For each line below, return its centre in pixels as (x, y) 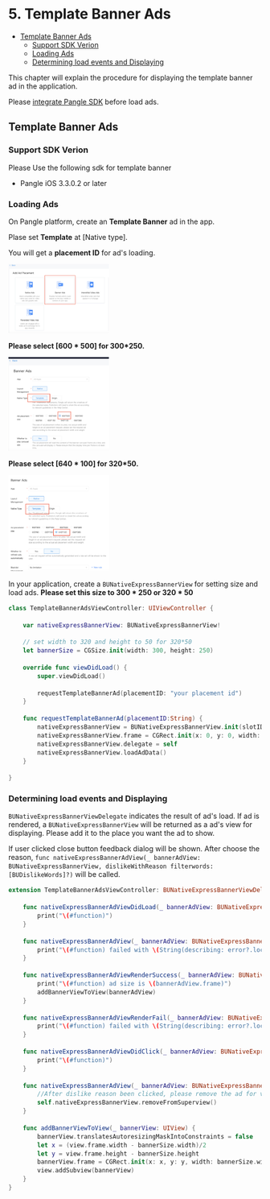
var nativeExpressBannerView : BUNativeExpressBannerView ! (122, 625)
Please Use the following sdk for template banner (90, 167)
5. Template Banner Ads (90, 14)
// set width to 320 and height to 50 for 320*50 (108, 642)
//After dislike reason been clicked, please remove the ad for (147, 1094)
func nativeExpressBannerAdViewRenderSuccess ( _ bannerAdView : (129, 975)
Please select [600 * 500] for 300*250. (76, 345)
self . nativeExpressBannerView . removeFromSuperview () (127, 1103)
